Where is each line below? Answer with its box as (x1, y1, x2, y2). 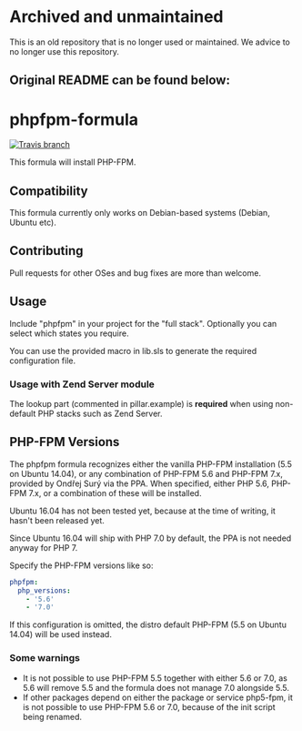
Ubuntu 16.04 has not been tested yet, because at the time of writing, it (9, 505, 276, 516)
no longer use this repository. (9, 46, 120, 56)
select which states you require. (9, 328, 129, 339)
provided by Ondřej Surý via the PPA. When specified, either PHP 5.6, (9, 478, 270, 489)
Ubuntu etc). (9, 217, 56, 228)
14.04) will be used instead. (9, 629, 112, 640)
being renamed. (22, 711, 83, 722)
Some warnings (9, 652, 80, 665)
